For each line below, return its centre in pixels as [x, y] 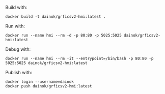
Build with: [16, 7]
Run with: [15, 26]
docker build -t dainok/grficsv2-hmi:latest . [56, 17]
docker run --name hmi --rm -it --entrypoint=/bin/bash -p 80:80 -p [79, 58]
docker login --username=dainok [39, 82]
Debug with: [18, 49]
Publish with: [19, 72]
